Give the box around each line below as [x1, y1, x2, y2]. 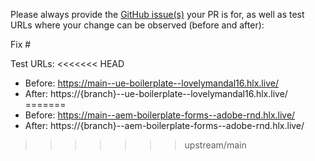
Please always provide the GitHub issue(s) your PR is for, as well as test [10, 9, 305, 20]
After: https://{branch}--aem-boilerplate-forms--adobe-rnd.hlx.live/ [24, 120, 305, 131]
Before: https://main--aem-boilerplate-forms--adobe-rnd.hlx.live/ [24, 109, 296, 121]
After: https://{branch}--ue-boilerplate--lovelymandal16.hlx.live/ [24, 88, 288, 99]
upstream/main [184, 139, 247, 151]
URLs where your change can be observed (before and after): [10, 19, 265, 31]
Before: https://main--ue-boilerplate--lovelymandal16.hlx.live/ [24, 77, 279, 89]
